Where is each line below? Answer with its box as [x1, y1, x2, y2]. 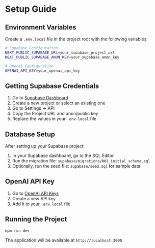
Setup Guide [5, 3, 57, 15]
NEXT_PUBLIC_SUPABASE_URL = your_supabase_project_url [5, 50, 115, 55]
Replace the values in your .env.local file [12, 116, 97, 122]
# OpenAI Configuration [5, 63, 54, 68]
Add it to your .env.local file [12, 201, 71, 207]
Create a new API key [12, 195, 56, 201]
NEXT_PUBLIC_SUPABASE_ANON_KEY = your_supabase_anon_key [5, 55, 120, 60]
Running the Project [5, 215, 67, 223]
